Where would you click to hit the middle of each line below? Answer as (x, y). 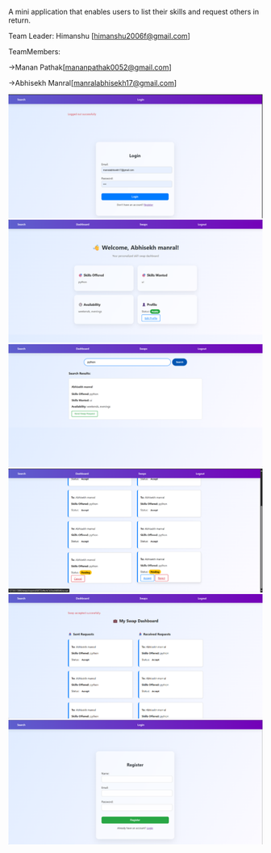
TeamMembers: (34, 51)
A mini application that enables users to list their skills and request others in (134, 12)
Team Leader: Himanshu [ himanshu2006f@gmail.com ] (100, 36)
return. (19, 20)
